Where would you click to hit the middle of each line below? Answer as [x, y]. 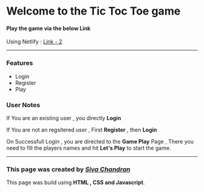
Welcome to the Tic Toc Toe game [93, 11]
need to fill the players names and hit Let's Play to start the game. [89, 148]
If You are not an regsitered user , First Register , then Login [82, 130]
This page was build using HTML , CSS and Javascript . [76, 182]
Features [20, 63]
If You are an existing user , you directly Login [64, 118]
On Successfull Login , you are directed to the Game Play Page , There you [100, 141]
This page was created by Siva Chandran [68, 169]
